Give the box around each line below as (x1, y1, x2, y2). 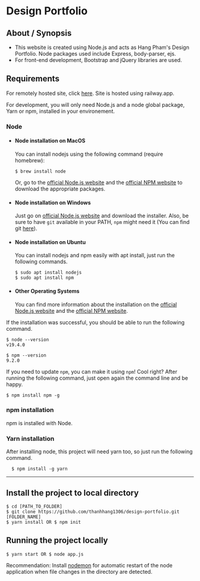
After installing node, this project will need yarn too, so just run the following (6, 448, 193, 455)
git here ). (14, 225, 37, 232)
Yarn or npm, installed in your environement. (6, 107, 115, 115)
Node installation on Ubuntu (14, 238, 86, 245)
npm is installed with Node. (6, 419, 73, 426)
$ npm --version (6, 352, 46, 358)
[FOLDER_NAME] (6, 514, 42, 520)
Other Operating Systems (14, 287, 80, 294)
